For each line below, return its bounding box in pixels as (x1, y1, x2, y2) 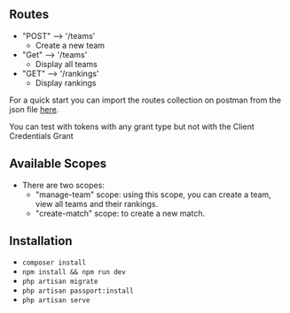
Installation (9, 233, 73, 248)
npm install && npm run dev (21, 268, 126, 277)
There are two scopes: (21, 179, 105, 190)
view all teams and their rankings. (35, 198, 158, 209)
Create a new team (35, 40, 105, 50)
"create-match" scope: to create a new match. (35, 208, 206, 218)
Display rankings (35, 77, 97, 88)
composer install (21, 258, 87, 268)
